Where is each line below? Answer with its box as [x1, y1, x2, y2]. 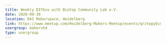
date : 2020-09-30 [5, 12, 41, 17]
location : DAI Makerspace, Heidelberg [5, 16, 85, 21]
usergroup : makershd [5, 26, 48, 31]
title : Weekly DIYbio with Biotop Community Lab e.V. [5, 7, 119, 12]
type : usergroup [5, 30, 39, 35]
